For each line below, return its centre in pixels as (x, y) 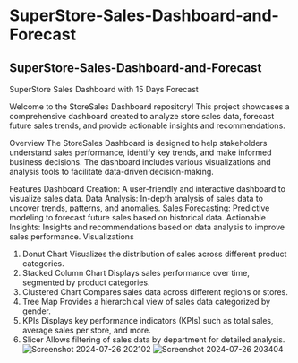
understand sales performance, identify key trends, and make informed (140, 152)
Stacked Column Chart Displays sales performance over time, (136, 273)
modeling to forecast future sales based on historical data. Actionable (138, 217)
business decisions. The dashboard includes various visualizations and (140, 162)
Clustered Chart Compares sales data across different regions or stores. (155, 292)
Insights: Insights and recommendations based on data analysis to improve (147, 227)
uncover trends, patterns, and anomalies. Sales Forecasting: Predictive (140, 208)
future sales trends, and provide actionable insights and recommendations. (148, 125)
